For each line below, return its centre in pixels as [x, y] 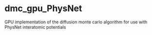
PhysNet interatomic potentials [35, 27]
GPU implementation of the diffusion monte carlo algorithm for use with [76, 22]
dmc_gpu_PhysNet [43, 9]
